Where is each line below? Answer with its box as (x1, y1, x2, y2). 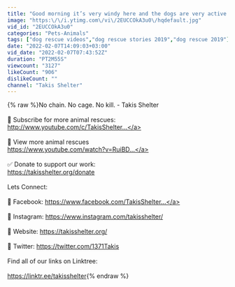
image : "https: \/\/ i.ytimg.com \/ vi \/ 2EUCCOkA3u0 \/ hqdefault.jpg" (7, 17, 201, 24)
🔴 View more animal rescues (7, 138, 90, 147)
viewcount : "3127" (7, 62, 61, 69)
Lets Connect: (7, 183, 48, 191)
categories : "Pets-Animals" (7, 29, 90, 37)
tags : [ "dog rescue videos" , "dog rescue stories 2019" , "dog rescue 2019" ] (7, 36, 230, 43)
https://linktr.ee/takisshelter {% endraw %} (7, 272, 129, 280)
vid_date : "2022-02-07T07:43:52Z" (7, 50, 108, 57)
